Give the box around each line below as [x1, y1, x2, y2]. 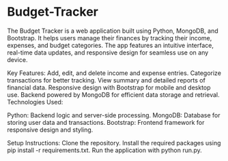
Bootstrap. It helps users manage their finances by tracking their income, [7, 33, 212, 42]
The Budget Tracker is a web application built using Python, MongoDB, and [7, 27, 218, 35]
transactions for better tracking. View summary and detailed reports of [7, 76, 206, 84]
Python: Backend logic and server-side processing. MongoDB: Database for [7, 111, 220, 119]
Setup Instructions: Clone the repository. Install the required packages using [7, 138, 221, 147]
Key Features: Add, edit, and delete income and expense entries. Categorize [7, 69, 222, 77]
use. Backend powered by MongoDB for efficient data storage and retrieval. [7, 90, 220, 99]
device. [7, 55, 28, 63]
